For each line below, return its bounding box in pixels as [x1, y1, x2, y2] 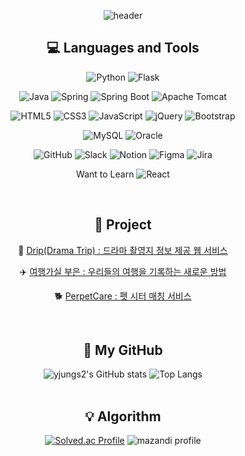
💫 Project [94, 216, 152, 234]
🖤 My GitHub [83, 342, 163, 359]
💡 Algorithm [84, 408, 162, 425]
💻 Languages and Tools [46, 40, 200, 57]
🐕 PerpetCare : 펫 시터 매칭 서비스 [54, 290, 192, 302]
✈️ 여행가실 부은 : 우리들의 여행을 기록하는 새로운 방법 [19, 265, 227, 277]
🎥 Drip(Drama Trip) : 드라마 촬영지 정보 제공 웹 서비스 [18, 244, 228, 256]
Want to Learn [76, 168, 135, 180]
